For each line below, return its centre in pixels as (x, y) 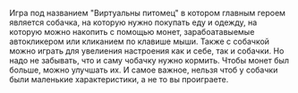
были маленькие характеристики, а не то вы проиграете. (119, 79)
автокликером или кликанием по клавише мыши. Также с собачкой (140, 41)
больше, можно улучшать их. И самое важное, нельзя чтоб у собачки (144, 70)
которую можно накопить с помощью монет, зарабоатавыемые (132, 32)
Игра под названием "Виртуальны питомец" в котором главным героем (148, 13)
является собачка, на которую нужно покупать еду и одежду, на (133, 22)
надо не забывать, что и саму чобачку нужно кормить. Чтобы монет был (149, 60)
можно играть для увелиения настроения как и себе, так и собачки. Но (147, 51)
